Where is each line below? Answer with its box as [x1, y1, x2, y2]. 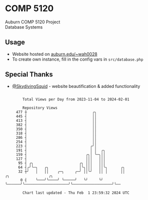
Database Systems [5, 24, 43, 30]
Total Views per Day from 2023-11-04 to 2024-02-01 [22, 97, 130, 102]
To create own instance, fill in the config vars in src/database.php [12, 56, 144, 62]
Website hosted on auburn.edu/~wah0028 [12, 51, 97, 57]
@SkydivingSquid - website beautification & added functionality [12, 83, 140, 89]
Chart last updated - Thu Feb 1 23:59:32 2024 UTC [22, 190, 130, 195]
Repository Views [22, 105, 57, 110]
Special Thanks [5, 70, 53, 79]
